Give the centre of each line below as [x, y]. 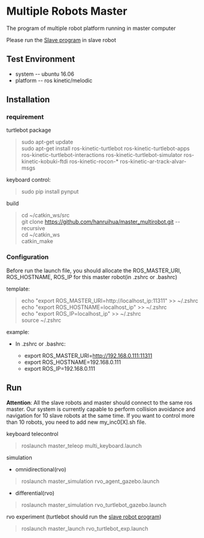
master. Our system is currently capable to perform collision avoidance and [101, 409]
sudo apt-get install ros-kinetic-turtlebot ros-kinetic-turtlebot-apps [106, 148]
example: [18, 332]
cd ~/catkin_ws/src [46, 216]
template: [18, 289]
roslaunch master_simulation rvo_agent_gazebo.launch [90, 481]
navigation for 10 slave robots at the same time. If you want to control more [100, 415]
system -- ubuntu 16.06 [45, 74]
